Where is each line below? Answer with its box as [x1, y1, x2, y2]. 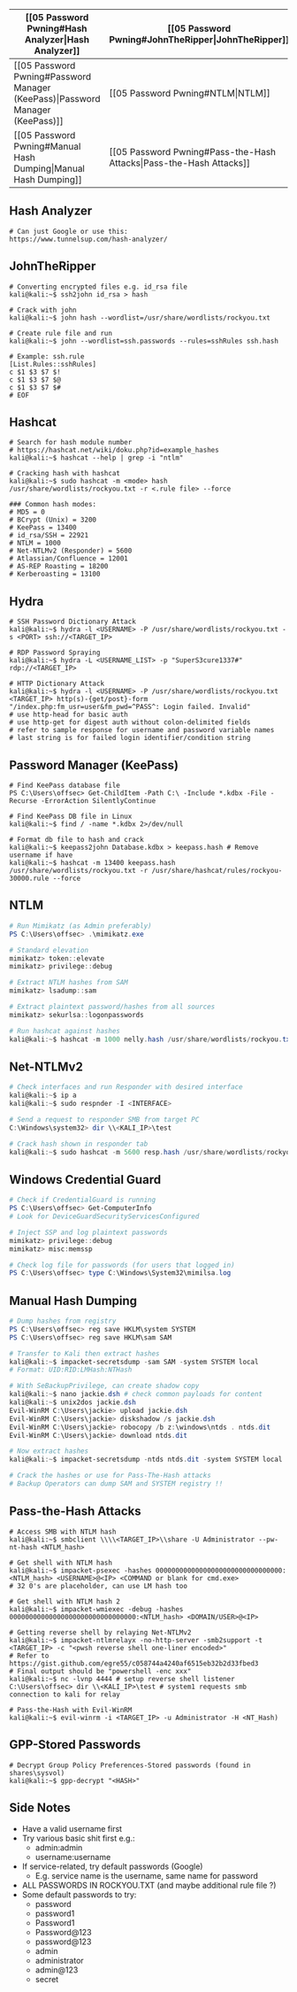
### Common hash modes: [9, 500, 97, 509]
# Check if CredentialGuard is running [9, 1195, 156, 1205]
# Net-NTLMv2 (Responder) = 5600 [9, 546, 133, 556]
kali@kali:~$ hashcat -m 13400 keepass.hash [9, 859, 176, 868]
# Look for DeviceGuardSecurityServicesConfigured [9, 1212, 200, 1221]
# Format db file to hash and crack [9, 836, 144, 845]
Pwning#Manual [13, 141, 81, 152]
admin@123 [34, 1965, 79, 1975]
